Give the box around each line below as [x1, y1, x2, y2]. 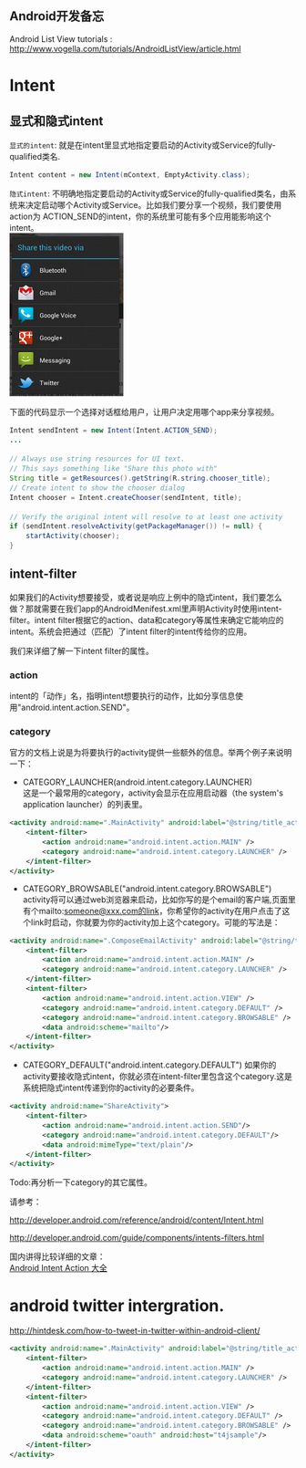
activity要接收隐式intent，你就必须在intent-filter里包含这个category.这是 [22, 1071, 293, 1082]
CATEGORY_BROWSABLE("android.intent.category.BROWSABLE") [22, 883, 272, 894]
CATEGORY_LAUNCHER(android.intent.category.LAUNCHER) [22, 776, 253, 787]
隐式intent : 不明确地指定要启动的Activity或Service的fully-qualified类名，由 [9, 188, 289, 199]
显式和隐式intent [9, 113, 104, 130]
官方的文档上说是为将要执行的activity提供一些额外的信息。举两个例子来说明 [9, 747, 292, 758]
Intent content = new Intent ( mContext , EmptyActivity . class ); [9, 170, 250, 180]
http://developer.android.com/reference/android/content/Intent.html [9, 1214, 264, 1225]
